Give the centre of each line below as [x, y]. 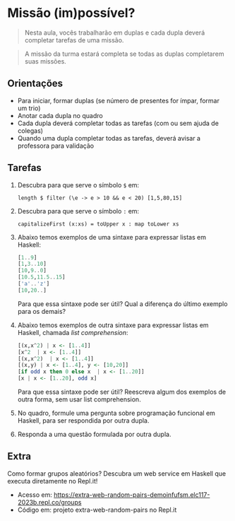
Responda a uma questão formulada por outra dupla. [94, 434]
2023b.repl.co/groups [49, 502]
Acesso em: [35, 494]
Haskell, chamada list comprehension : [73, 332]
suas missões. [46, 61]
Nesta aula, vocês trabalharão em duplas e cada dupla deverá [115, 33]
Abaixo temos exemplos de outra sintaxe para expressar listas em [113, 325]
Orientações [35, 84]
